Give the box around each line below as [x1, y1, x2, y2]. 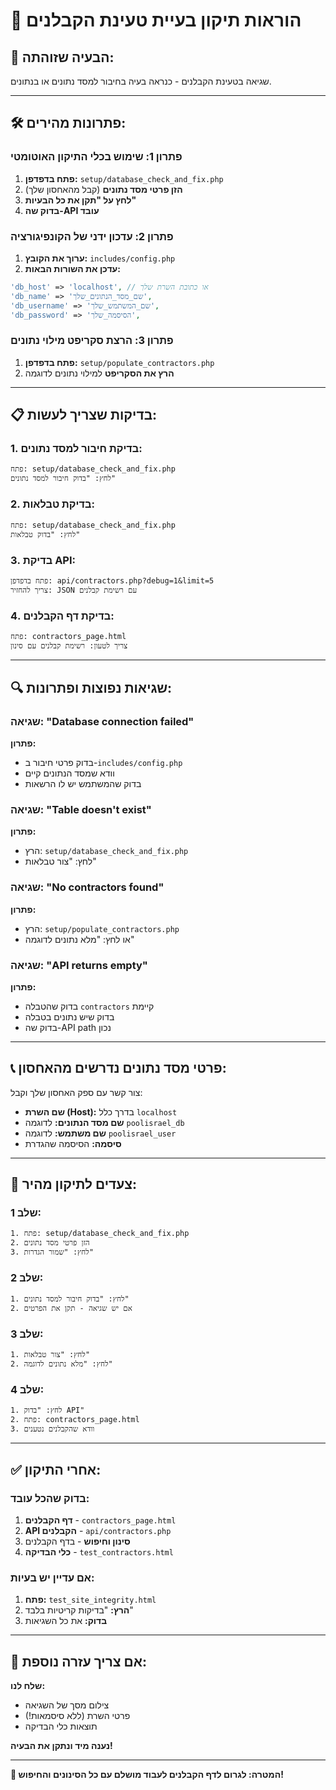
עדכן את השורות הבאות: [24, 262, 121, 274]
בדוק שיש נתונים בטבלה [24, 1010, 115, 1023]
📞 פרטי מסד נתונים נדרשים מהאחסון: [10, 1060, 227, 1077]
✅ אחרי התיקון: [10, 1461, 102, 1478]
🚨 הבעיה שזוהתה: [10, 49, 115, 66]
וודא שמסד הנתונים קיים [24, 767, 115, 779]
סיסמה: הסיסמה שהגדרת [24, 1137, 122, 1149]
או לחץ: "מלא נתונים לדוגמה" [24, 933, 135, 945]
